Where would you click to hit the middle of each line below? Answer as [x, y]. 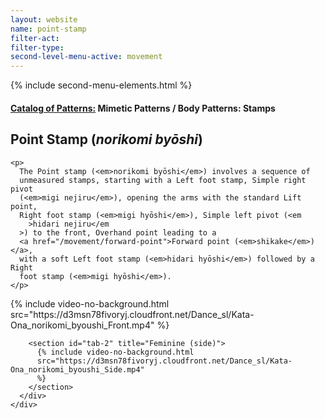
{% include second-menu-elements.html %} [101, 85]
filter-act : [35, 38]
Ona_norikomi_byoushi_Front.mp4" [82, 325]
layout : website [44, 19]
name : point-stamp [48, 29]
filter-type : [37, 47]
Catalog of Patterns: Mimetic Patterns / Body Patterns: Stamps [143, 108]
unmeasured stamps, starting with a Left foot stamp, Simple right [163, 180]
